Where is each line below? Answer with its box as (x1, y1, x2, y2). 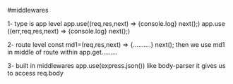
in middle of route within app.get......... (7, 48, 118, 56)
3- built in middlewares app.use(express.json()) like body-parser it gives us (7, 62, 226, 69)
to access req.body (7, 69, 64, 77)
